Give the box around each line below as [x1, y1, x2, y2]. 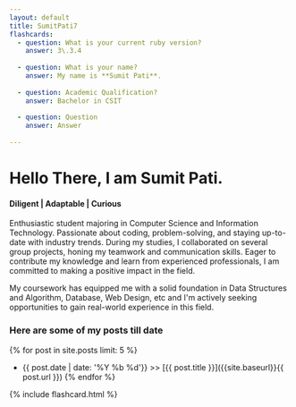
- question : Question [17, 113, 98, 122]
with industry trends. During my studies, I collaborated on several [27, 237, 268, 248]
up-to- [262, 227, 286, 238]
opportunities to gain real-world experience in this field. [9, 301, 215, 313]
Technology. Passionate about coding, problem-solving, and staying [9, 227, 261, 238]
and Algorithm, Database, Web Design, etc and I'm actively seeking [9, 293, 258, 303]
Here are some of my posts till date [9, 324, 164, 336]
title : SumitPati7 [9, 21, 78, 30]
